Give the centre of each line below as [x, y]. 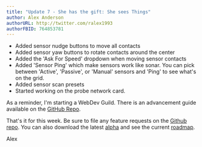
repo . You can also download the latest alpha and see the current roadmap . [101, 127]
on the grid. [30, 78]
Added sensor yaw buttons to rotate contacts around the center [95, 53]
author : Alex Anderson [35, 18]
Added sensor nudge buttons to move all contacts [78, 46]
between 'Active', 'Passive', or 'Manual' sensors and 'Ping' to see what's [106, 72]
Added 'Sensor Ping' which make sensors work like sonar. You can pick [105, 65]
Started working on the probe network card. [70, 91]
